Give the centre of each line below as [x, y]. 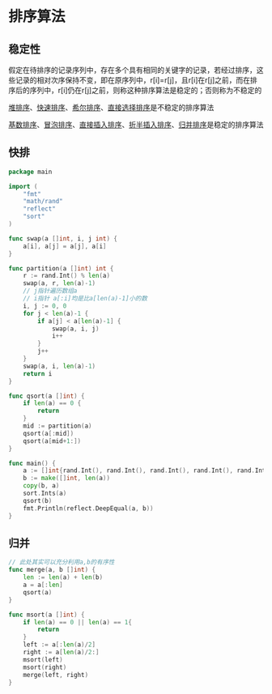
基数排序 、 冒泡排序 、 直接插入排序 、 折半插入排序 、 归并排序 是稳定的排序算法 [136, 125]
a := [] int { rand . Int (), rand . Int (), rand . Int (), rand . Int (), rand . [139, 470]
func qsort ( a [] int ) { [47, 396]
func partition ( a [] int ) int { [61, 268]
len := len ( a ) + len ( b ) [63, 577]
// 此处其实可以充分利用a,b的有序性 [62, 562]
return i [38, 373]
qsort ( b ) [38, 500]
